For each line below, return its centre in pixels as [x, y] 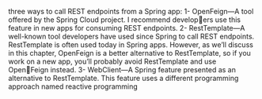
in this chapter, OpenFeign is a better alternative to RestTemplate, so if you [130, 53]
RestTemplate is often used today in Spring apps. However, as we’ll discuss [131, 45]
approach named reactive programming [73, 86]
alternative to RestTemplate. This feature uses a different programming [123, 78]
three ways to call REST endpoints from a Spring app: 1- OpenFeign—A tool [131, 11]
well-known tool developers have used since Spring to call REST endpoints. [131, 36]
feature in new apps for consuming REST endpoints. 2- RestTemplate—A [127, 28]
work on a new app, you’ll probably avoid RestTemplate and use [112, 61]
